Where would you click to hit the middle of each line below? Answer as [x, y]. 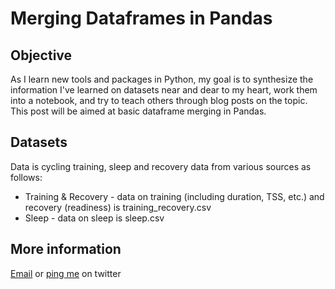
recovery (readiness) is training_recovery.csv [118, 207]
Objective [41, 55]
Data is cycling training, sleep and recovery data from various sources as [161, 166]
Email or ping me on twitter [66, 273]
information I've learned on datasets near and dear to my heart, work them [164, 90]
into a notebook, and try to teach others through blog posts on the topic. [159, 100]
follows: [26, 177]
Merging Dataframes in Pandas [141, 18]
